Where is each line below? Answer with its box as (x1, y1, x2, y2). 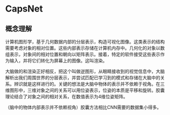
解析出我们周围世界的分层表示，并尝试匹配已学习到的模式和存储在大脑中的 (5, 75, 160, 81)
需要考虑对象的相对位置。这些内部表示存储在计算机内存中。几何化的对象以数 (5, 45, 165, 51)
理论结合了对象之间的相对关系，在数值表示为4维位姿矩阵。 (5, 94, 128, 99)
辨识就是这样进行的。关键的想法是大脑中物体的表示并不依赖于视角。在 (14, 81, 160, 87)
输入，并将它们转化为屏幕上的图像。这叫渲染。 (9, 57, 107, 64)
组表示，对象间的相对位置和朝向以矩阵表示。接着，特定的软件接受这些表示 (5, 51, 160, 57)
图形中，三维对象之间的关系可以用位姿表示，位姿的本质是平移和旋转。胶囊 (9, 87, 165, 93)
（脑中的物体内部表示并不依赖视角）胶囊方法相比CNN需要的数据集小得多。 (5, 104, 162, 110)
